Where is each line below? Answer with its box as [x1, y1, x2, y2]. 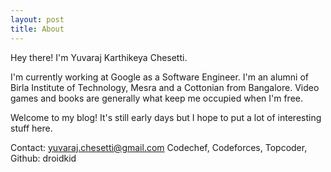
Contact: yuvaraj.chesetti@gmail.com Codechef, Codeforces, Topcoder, [10, 141, 308, 153]
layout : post [10, 14, 65, 25]
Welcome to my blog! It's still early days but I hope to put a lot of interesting [10, 111, 322, 123]
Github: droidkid [10, 152, 77, 164]
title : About [10, 24, 65, 34]
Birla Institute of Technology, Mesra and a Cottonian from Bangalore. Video [10, 81, 320, 93]
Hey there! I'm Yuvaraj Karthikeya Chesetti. [10, 51, 188, 63]
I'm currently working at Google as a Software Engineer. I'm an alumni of [10, 71, 310, 83]
